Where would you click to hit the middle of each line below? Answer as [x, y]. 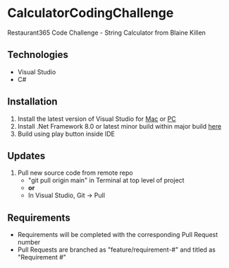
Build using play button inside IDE [66, 134]
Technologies [38, 55]
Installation [32, 101]
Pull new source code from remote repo [75, 173]
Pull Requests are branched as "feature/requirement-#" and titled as [117, 250]
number [29, 243]
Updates [26, 156]
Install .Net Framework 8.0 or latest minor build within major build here [119, 126]
